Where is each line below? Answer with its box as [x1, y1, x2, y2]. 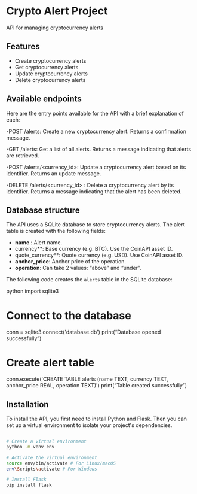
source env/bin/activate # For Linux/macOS [6, 460, 116, 466]
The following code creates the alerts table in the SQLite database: [6, 276, 173, 283]
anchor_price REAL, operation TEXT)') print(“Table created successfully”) [6, 382, 187, 389]
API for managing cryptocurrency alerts [6, 24, 103, 31]
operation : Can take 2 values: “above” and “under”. [14, 265, 141, 272]
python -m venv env [6, 444, 55, 450]
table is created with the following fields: [6, 228, 106, 235]
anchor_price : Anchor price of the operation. [14, 258, 127, 265]
